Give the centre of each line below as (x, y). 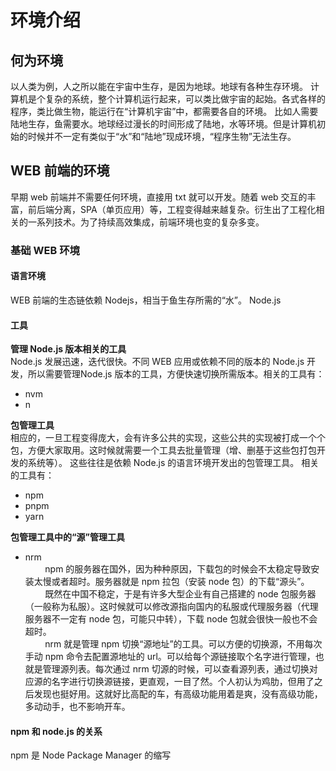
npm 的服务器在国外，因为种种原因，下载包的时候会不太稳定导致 (178, 569)
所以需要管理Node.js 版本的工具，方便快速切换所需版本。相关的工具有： (176, 374)
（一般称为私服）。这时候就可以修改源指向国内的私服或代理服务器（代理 (171, 607)
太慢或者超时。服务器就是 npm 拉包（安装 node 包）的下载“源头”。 (171, 582)
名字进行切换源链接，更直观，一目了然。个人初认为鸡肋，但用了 (183, 682)
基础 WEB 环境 (45, 250)
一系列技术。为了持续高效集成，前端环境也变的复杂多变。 (146, 222)
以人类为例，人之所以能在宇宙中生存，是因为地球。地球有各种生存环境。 (159, 86)
